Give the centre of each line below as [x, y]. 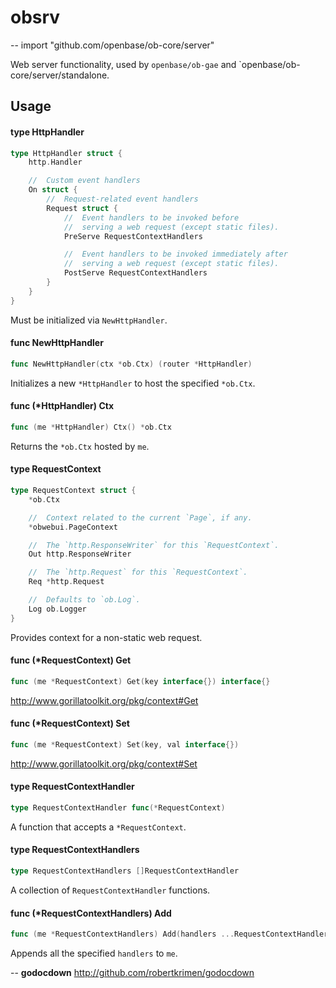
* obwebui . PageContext [73, 527]
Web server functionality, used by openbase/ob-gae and [123, 64]
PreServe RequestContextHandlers [133, 236]
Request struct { [82, 208]
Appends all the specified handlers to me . [94, 953]
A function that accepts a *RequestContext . [98, 827]
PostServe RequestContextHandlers [135, 273]
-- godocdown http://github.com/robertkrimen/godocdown [132, 973]
